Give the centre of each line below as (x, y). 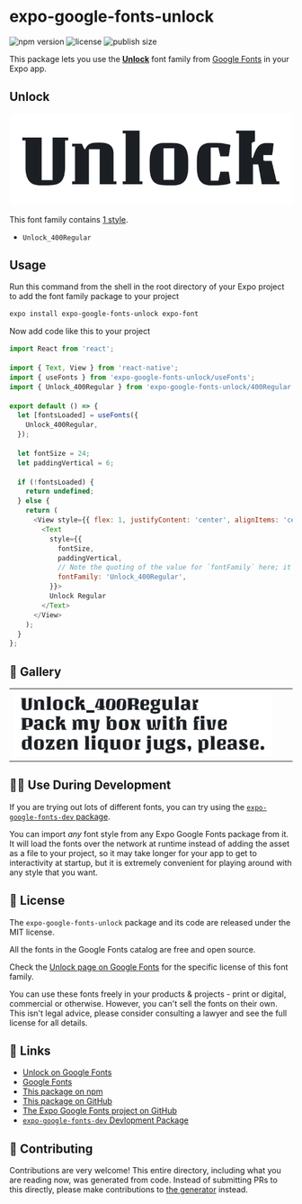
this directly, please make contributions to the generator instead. (129, 1190)
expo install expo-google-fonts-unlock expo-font (104, 314)
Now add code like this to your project (80, 332)
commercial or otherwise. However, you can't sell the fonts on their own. (143, 1003)
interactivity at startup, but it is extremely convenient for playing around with (151, 862)
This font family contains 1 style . (69, 219)
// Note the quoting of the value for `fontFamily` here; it (174, 568)
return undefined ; (60, 492)
